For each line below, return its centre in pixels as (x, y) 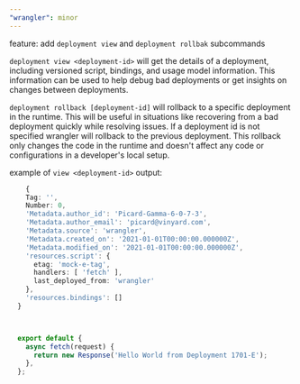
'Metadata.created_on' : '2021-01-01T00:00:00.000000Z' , (133, 239)
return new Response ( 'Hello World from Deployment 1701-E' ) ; (150, 355)
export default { (50, 338)
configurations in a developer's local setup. (90, 155)
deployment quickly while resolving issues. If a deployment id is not (135, 126)
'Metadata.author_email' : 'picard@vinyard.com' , (118, 223)
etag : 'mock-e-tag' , (72, 264)
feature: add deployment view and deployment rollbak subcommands (137, 43)
